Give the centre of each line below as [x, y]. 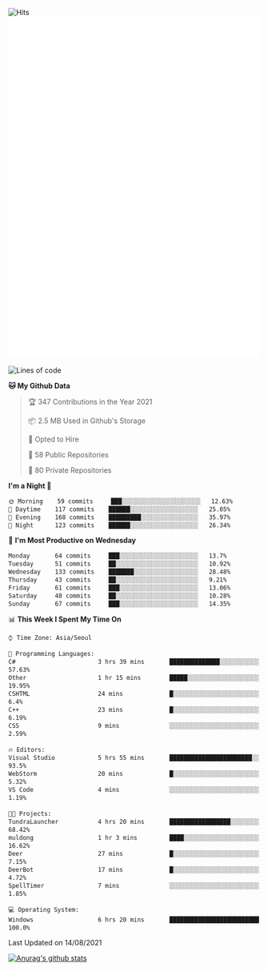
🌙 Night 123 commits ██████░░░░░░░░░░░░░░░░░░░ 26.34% [119, 525]
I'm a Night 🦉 [30, 485]
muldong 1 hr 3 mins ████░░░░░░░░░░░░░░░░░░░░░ [134, 837]
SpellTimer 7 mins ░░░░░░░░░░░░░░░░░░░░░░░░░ [134, 885]
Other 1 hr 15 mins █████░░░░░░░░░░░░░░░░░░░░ [134, 677]
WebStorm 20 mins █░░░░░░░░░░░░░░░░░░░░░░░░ [134, 773]
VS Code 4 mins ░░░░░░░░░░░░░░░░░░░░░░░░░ [134, 789]
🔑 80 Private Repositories [70, 470]
